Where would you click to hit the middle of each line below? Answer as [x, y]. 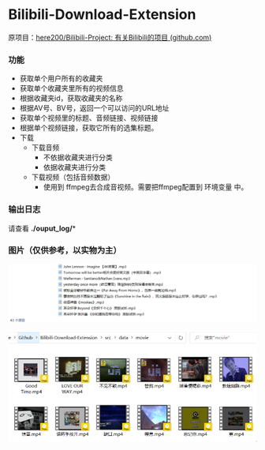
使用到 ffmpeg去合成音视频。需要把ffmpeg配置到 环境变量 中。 [146, 187]
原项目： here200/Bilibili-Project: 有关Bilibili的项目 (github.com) [110, 37]
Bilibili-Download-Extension [102, 15]
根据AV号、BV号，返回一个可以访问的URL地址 [94, 108]
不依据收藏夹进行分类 [78, 157]
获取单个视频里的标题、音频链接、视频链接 [89, 118]
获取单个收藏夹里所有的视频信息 [71, 88]
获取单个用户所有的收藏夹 [61, 79]
